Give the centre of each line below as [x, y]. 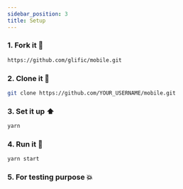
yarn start [23, 159]
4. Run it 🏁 [25, 144]
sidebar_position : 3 [38, 14]
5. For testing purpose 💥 [50, 177]
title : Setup [27, 21]
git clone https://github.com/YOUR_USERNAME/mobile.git [91, 93]
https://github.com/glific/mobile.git [65, 60]
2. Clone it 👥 [28, 78]
